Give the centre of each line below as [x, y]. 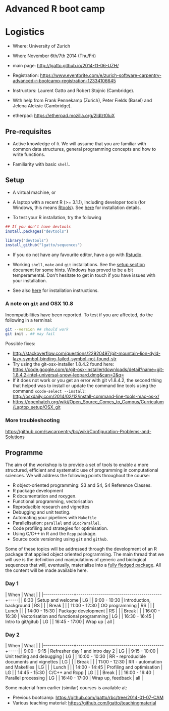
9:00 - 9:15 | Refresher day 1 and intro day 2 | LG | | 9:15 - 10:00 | [91, 651]
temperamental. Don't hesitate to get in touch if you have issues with [84, 275]
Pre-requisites [28, 131]
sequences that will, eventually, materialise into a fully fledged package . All [83, 565]
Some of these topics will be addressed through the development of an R [81, 549]
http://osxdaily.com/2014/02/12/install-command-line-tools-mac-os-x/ [86, 396]
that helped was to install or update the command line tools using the [84, 386]
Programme [24, 453]
